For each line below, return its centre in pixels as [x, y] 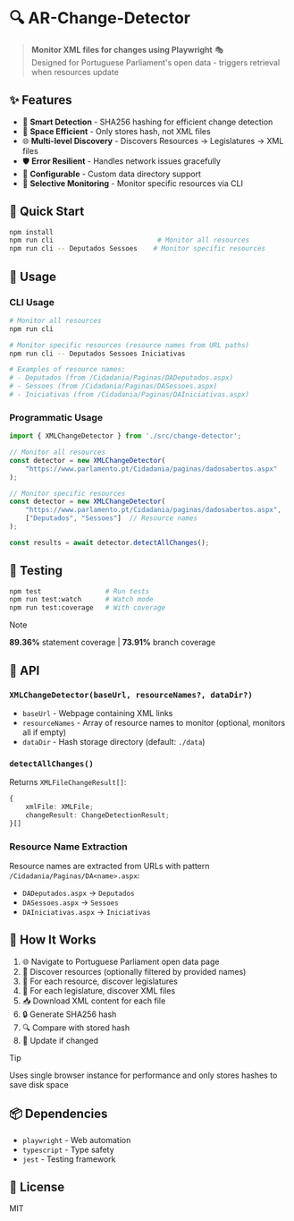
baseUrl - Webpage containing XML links [97, 713]
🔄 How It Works [53, 940]
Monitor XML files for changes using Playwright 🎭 [127, 49]
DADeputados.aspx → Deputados [79, 893]
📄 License [37, 1187]
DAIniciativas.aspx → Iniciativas [86, 912]
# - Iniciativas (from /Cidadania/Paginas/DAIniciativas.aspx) [130, 395]
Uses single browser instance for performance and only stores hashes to [143, 1075]
